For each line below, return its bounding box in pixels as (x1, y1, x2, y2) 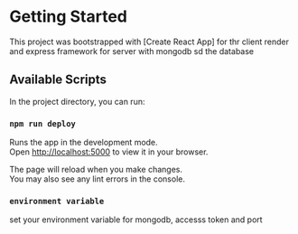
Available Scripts (9, 72, 107, 88)
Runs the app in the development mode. (9, 137, 158, 148)
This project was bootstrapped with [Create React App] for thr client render (9, 36, 290, 47)
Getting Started (9, 6, 128, 27)
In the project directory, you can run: (9, 96, 145, 107)
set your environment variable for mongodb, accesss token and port (9, 214, 264, 225)
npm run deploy (9, 118, 77, 128)
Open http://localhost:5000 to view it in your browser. (9, 146, 209, 157)
